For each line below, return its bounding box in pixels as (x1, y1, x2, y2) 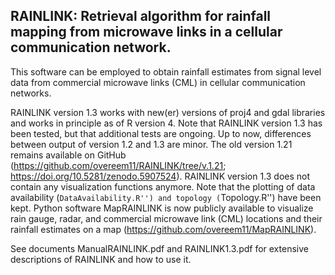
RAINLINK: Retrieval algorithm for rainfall (10, 8, 272, 25)
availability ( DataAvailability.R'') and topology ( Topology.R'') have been (10, 191, 322, 203)
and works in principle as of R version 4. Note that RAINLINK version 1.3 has (10, 117, 323, 129)
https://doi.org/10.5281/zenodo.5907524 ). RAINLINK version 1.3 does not (10, 170, 311, 182)
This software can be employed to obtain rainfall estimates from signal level (10, 65, 322, 78)
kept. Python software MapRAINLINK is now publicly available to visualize (10, 202, 314, 214)
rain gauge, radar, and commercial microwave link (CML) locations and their (10, 212, 323, 224)
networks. (10, 87, 52, 99)
